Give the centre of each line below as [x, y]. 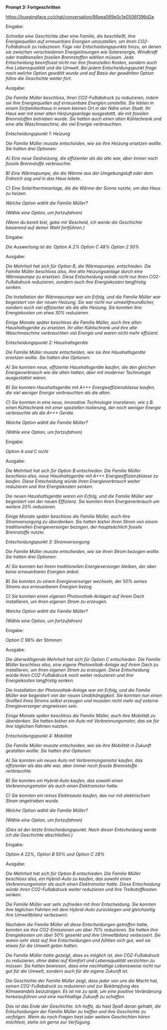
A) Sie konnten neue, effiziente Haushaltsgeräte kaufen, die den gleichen [81, 367]
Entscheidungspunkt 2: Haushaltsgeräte [47, 342]
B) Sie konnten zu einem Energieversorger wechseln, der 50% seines [76, 581]
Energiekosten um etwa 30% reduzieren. [47, 313]
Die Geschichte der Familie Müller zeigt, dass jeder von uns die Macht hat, [82, 981]
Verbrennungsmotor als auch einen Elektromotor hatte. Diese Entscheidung [83, 884]
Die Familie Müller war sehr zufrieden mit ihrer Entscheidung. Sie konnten [81, 904]
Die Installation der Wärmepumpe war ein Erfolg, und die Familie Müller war [83, 297]
